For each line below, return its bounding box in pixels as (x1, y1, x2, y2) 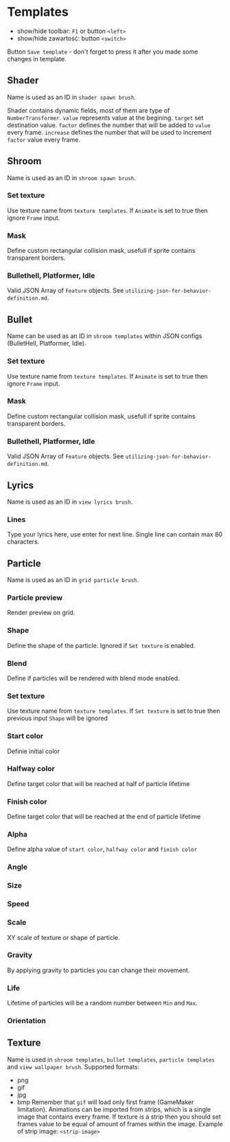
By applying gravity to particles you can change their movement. (7, 966, 190, 974)
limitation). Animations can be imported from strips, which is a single (16, 1105, 211, 1113)
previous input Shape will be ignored (7, 714, 108, 722)
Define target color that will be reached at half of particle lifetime (7, 779, 190, 787)
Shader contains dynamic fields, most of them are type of (7, 106, 170, 114)
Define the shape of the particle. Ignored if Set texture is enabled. (7, 641, 196, 649)
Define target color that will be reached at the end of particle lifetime (7, 812, 201, 821)
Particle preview (7, 593, 63, 602)
